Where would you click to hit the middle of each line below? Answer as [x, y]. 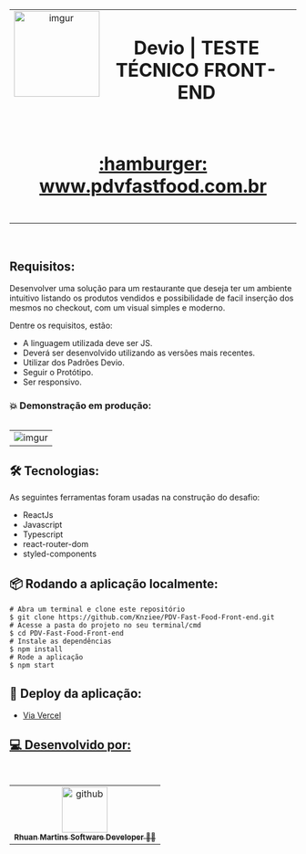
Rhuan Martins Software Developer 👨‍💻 [85, 837]
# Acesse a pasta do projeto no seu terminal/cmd [106, 626]
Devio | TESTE [196, 47]
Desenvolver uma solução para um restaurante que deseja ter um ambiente [151, 289]
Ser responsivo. [52, 382]
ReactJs [38, 515]
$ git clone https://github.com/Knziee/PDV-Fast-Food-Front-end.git [142, 617]
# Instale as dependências [61, 642]
